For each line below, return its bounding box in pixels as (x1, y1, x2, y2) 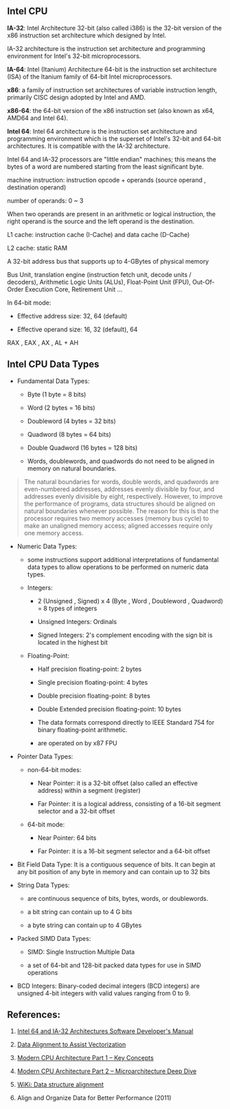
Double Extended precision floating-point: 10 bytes (37, 705, 182, 713)
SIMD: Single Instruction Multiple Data (27, 947, 135, 956)
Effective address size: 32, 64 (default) (16, 311, 128, 320)
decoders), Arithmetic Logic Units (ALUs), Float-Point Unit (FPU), (7, 278, 191, 286)
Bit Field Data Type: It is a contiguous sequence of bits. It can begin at (16, 860, 216, 869)
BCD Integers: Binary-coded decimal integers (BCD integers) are (16, 982, 200, 990)
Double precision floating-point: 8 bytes (37, 692, 151, 700)
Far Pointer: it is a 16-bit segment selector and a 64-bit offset (37, 847, 211, 855)
